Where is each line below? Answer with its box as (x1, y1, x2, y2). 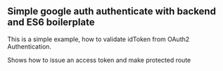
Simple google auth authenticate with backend (7, 6, 217, 17)
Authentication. (7, 42, 51, 51)
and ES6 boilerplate (7, 17, 95, 29)
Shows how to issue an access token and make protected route (7, 56, 191, 64)
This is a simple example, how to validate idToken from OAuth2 (7, 35, 190, 43)
